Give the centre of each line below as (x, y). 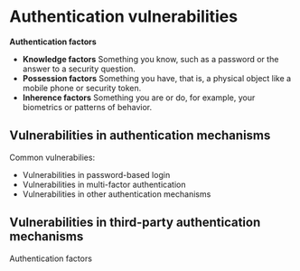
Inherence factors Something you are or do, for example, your (139, 98)
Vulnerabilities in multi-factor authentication (104, 184)
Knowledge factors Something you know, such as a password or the (150, 59)
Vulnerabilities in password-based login (96, 174)
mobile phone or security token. (82, 88)
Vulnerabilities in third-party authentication (135, 223)
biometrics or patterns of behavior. (87, 107)
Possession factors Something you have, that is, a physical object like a (157, 78)
